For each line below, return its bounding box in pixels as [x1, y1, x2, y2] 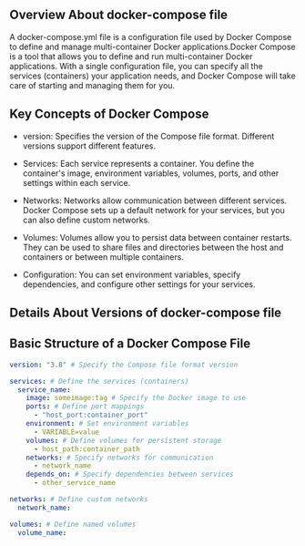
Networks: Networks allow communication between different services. [22, 195, 288, 206]
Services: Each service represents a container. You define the [22, 158, 255, 169]
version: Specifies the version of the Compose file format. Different [22, 130, 275, 141]
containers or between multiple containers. [22, 251, 185, 263]
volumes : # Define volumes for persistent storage [25, 436, 222, 445]
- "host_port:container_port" [33, 410, 148, 420]
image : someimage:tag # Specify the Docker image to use [25, 394, 247, 403]
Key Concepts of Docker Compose [9, 107, 209, 122]
